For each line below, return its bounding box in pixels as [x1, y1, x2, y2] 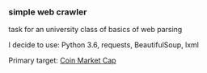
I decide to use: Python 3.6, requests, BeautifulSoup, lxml [8, 40, 200, 50]
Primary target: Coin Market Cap [8, 55, 116, 66]
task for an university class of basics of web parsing [8, 25, 183, 34]
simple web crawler [8, 6, 87, 18]
